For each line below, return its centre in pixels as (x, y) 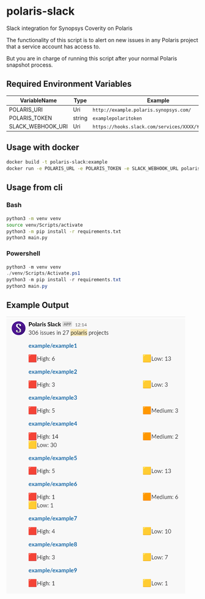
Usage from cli (34, 188)
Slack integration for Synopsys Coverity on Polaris (70, 28)
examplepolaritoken (117, 118)
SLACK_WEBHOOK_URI (38, 126)
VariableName (38, 101)
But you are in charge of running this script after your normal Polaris (92, 58)
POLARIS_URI (26, 109)
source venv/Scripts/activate (45, 225)
